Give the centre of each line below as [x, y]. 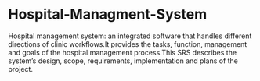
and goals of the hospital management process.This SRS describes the [123, 52]
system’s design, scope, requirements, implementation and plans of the [123, 61]
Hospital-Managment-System [108, 14]
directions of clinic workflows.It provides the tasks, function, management [128, 44]
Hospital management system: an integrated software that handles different [130, 36]
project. [21, 69]
